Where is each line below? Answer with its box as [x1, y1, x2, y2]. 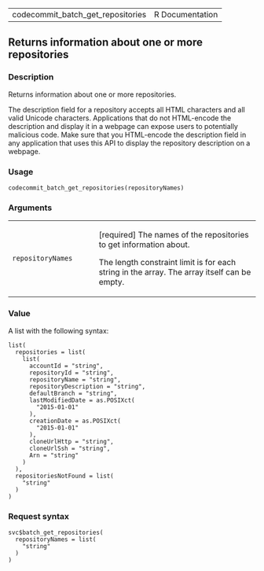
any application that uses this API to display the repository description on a [8, 138, 251, 148]
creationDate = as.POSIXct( [28, 417, 122, 425]
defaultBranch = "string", [28, 389, 118, 397]
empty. [98, 277, 125, 288]
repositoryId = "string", [28, 369, 114, 377]
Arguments [8, 202, 53, 213]
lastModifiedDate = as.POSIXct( [28, 396, 135, 404]
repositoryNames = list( [15, 535, 97, 543]
